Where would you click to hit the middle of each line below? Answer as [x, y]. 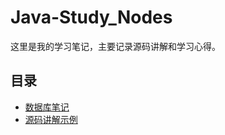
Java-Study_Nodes [91, 17]
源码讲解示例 [51, 119]
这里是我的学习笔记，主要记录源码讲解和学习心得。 [115, 46]
